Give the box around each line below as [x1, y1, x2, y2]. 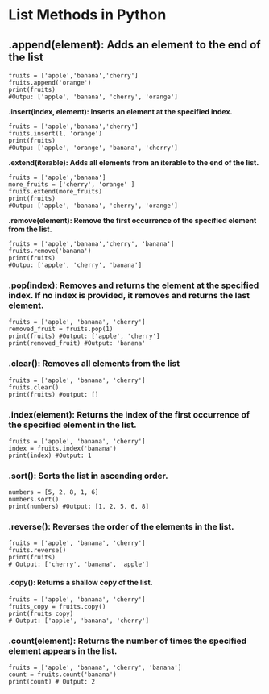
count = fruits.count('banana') [8, 671, 117, 679]
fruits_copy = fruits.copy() [8, 602, 106, 610]
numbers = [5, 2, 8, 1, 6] [8, 488, 99, 497]
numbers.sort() [8, 496, 60, 504]
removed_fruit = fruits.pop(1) [8, 325, 114, 334]
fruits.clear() [8, 383, 60, 392]
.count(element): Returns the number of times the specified [8, 635, 247, 646]
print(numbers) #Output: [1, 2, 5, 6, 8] [8, 502, 150, 511]
